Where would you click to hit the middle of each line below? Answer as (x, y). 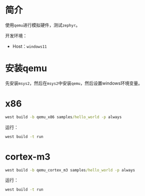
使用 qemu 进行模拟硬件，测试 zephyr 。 (43, 25)
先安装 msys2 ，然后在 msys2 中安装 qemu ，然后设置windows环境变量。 (74, 83)
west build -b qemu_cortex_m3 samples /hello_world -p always (70, 170)
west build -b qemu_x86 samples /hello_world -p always (63, 117)
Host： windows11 (30, 46)
